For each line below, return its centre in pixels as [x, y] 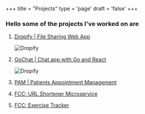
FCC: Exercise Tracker [42, 105]
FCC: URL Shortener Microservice [56, 94]
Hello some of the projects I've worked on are [72, 24]
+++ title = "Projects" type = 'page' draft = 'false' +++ [72, 9]
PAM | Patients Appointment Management [65, 83]
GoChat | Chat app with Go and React [60, 60]
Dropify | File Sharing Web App [52, 37]
